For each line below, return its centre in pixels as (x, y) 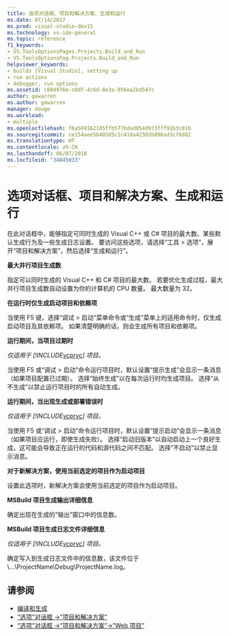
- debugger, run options (42, 84)
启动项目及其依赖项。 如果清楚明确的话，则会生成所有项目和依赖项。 (104, 326)
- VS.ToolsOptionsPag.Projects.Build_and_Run (73, 58)
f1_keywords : (26, 45)
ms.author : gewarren (37, 103)
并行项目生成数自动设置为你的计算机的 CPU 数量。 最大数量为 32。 (102, 288)
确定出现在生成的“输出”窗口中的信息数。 (64, 514)
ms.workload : (26, 115)
